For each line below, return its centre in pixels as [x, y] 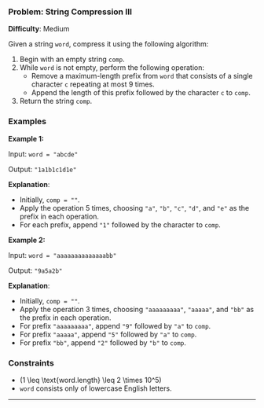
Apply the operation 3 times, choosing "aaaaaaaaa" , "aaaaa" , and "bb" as [136, 309]
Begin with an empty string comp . [72, 59]
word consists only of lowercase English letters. [95, 388]
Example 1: [26, 138]
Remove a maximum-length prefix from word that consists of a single [142, 76]
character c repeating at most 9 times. [93, 84]
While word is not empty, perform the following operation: [112, 68]
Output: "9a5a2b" [35, 270]
